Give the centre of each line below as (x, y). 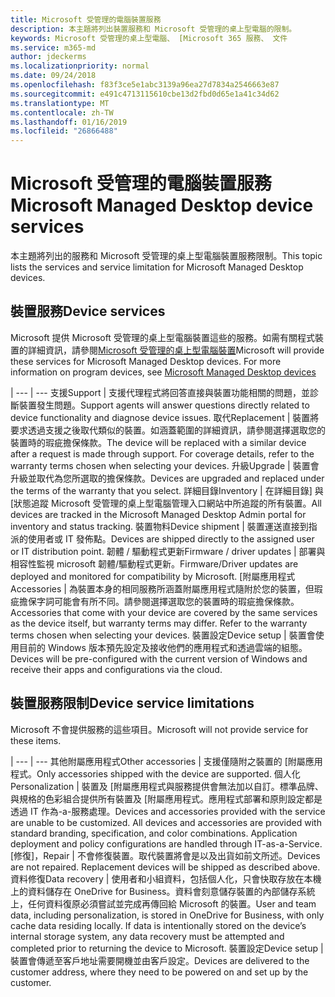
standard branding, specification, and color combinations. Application (154, 833)
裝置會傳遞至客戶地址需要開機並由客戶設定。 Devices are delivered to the (160, 960)
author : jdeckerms (48, 57)
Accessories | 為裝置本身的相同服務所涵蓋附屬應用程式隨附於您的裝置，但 (162, 588)
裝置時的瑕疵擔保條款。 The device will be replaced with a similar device (158, 442)
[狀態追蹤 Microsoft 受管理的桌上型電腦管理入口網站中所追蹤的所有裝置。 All (166, 503)
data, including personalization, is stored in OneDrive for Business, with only (167, 915)
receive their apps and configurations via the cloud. (116, 669)
